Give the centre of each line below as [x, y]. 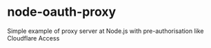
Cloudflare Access [33, 38]
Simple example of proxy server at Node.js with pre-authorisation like [106, 31]
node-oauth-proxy [62, 12]
